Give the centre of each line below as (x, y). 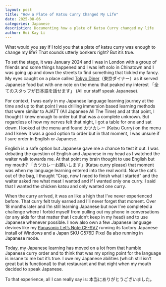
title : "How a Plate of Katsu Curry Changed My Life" (62, 14)
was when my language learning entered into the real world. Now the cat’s (81, 170)
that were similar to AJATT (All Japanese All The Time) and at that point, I (80, 111)
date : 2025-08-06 (23, 19)
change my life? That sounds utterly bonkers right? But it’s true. (70, 52)
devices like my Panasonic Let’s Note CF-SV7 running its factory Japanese (81, 228)
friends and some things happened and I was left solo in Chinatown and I (80, 67)
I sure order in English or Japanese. (41, 139)
